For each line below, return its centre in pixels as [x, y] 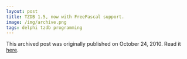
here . [12, 50]
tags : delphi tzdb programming [44, 27]
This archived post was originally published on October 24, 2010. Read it [93, 44]
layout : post [22, 11]
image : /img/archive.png [36, 22]
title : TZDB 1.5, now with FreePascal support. [65, 17]
